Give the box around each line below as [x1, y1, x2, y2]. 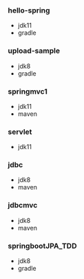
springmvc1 [8, 86, 48, 96]
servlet [8, 127, 32, 137]
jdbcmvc [8, 201, 38, 210]
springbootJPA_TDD [8, 241, 77, 251]
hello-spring [8, 6, 50, 15]
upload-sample [8, 46, 61, 56]
